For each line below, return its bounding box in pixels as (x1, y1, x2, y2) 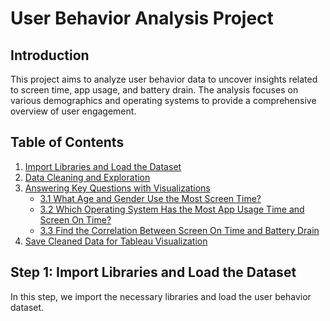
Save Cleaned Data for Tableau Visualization (24, 235, 208, 247)
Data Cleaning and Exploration (24, 171, 151, 183)
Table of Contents (10, 134, 125, 151)
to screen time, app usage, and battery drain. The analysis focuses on (10, 84, 299, 96)
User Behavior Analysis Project (10, 7, 274, 30)
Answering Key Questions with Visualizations (24, 182, 211, 194)
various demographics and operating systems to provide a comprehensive (10, 95, 317, 106)
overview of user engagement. (10, 105, 137, 117)
